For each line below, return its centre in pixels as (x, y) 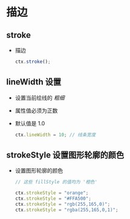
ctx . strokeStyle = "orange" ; (52, 193)
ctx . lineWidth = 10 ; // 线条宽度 (55, 135)
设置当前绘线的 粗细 (40, 98)
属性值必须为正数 (36, 110)
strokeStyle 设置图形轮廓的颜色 (65, 155)
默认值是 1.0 (30, 123)
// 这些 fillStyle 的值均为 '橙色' (56, 182)
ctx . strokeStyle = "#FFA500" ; (53, 199)
